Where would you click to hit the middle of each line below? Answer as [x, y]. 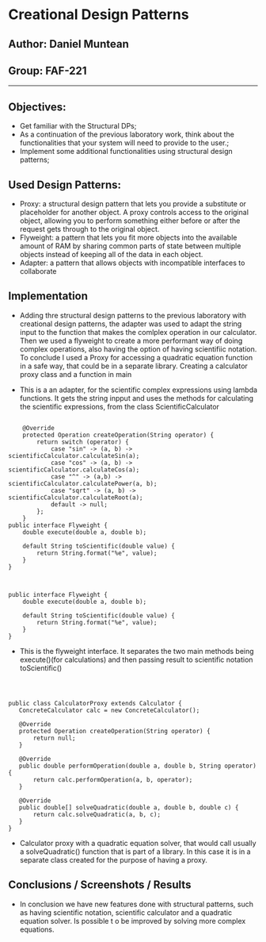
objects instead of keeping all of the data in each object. [111, 255]
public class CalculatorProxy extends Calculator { [95, 703]
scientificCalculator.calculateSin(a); [74, 456]
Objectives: [37, 107]
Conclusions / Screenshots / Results [100, 885]
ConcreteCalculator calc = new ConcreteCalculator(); [109, 710]
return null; [55, 738]
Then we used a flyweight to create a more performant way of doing [131, 340]
